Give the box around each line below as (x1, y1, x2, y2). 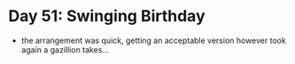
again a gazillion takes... (20, 44, 110, 54)
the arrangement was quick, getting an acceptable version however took (20, 35, 287, 46)
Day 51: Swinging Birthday (8, 6, 206, 26)
